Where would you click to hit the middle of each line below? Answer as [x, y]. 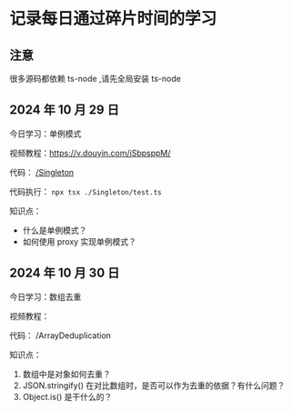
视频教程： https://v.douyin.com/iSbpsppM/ [90, 153]
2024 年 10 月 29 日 [65, 110]
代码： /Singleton [42, 172]
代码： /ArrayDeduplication [61, 335]
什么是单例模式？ [55, 230]
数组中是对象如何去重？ [66, 374]
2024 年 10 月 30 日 [65, 273]
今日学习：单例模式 [45, 134]
